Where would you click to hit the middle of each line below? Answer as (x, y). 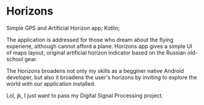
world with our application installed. (51, 84)
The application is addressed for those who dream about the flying (90, 39)
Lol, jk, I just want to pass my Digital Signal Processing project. (85, 95)
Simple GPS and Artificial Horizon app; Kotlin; (63, 28)
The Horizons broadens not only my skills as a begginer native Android (95, 70)
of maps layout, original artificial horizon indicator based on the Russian (96, 52)
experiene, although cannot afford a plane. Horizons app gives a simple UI (100, 46)
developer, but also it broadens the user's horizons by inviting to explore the (102, 77)
